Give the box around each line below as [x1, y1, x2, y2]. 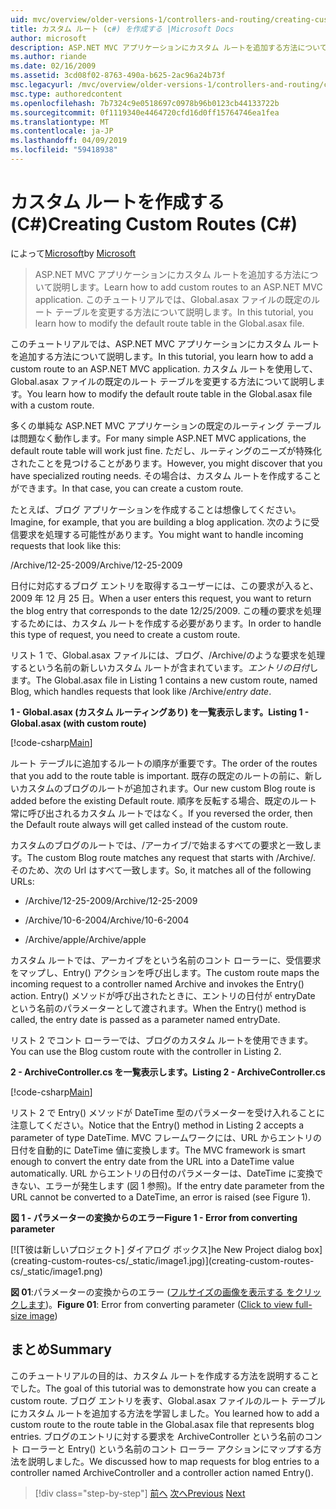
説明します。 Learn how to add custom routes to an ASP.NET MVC [52, 281, 323, 293]
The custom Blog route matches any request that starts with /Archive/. [26, 851, 317, 863]
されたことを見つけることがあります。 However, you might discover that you [10, 457, 323, 469]
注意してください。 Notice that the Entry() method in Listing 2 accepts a [10, 1119, 305, 1131]
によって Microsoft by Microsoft [10, 247, 137, 259]
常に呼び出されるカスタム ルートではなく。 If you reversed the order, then [10, 807, 313, 819]
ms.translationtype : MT [10, 117, 110, 127]
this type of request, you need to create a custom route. [10, 628, 241, 640]
